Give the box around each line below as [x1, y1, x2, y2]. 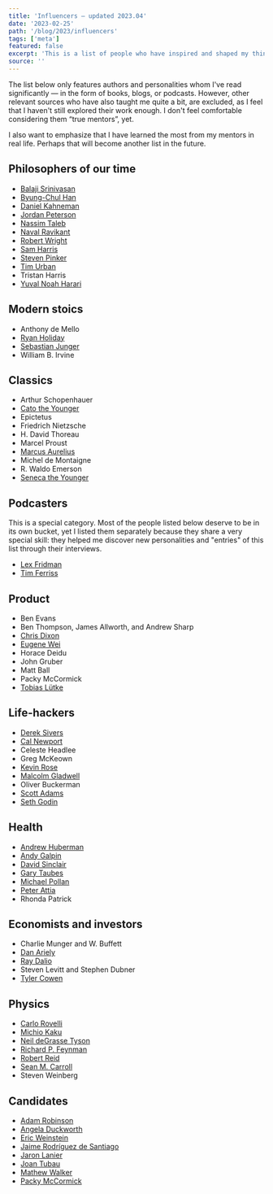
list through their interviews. [8, 544, 102, 554]
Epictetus [19, 412, 53, 422]
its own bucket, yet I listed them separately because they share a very [8, 526, 243, 537]
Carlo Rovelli [19, 1018, 63, 1029]
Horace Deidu [19, 647, 67, 657]
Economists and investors [8, 917, 143, 931]
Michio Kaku [19, 1027, 63, 1037]
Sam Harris [19, 244, 58, 254]
